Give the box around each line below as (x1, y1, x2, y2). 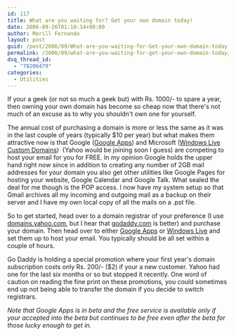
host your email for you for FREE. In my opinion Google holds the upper (7, 153, 213, 162)
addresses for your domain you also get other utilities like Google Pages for (7, 168, 225, 176)
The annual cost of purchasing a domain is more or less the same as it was (7, 124, 223, 132)
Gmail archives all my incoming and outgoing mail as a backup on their (7, 190, 211, 199)
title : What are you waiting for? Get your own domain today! (7, 17, 193, 24)
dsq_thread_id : (7, 56, 52, 63)
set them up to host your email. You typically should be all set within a (7, 234, 209, 243)
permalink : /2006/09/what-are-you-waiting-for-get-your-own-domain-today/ (7, 50, 231, 57)
